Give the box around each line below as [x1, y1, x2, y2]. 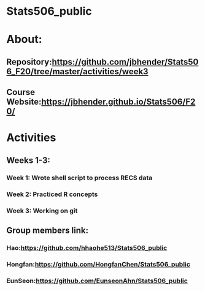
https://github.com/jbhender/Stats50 [52, 56, 199, 67]
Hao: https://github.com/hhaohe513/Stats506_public [6, 243, 168, 252]
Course [6, 87, 36, 97]
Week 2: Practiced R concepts [6, 190, 98, 198]
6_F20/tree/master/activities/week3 [6, 66, 149, 77]
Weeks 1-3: [6, 155, 51, 165]
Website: [6, 97, 42, 107]
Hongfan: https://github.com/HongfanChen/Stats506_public [6, 260, 190, 268]
